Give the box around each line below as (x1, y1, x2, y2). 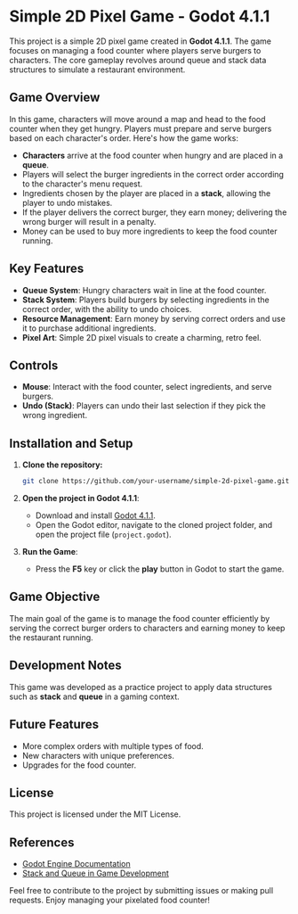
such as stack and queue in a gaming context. (9, 691, 180, 702)
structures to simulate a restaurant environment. (9, 64, 186, 75)
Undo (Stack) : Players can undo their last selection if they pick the (21, 400, 266, 411)
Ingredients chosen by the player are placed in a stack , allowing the (21, 187, 271, 198)
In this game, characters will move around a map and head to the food (9, 113, 266, 124)
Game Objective (9, 589, 101, 605)
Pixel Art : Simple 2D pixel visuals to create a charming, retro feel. (21, 332, 262, 342)
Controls (9, 358, 59, 373)
